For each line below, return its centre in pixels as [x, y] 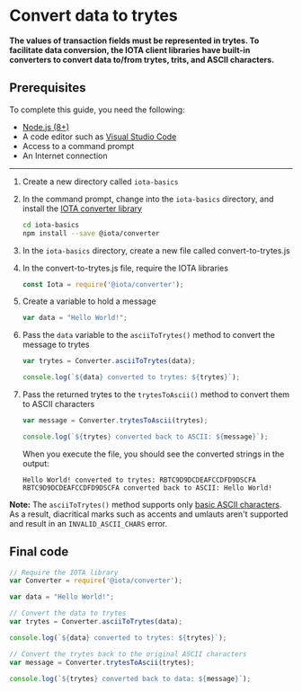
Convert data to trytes [93, 16]
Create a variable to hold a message [89, 301]
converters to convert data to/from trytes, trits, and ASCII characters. [142, 59]
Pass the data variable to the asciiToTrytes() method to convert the [149, 335]
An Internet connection [65, 155]
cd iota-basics [51, 225]
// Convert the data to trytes [68, 613]
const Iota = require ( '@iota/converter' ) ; [103, 284]
